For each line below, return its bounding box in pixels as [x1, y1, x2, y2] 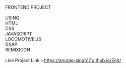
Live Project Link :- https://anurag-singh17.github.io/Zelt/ [5, 57, 121, 63]
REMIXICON [5, 47, 30, 52]
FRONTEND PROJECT [5, 4, 51, 10]
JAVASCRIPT [5, 31, 32, 36]
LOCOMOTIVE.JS [5, 36, 41, 42]
